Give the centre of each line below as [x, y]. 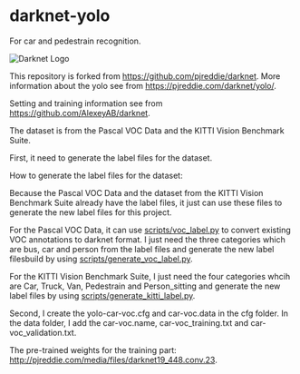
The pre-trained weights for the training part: [93, 349]
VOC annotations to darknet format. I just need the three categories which [147, 239]
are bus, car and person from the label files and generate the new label [142, 249]
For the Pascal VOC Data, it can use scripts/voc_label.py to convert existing [150, 230]
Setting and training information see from [86, 103]
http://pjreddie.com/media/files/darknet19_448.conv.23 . [113, 359]
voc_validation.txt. [43, 332]
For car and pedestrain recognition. [75, 41]
